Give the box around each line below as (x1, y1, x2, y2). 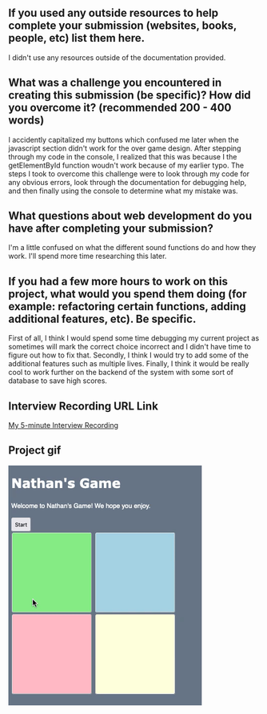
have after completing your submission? (8, 222, 213, 236)
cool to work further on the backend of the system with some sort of (8, 368, 234, 377)
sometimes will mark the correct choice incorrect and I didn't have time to (8, 342, 252, 352)
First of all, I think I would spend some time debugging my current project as (8, 333, 260, 343)
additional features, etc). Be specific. (8, 312, 197, 325)
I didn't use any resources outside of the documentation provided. (8, 52, 226, 63)
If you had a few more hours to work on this (8, 274, 228, 288)
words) (8, 114, 45, 127)
